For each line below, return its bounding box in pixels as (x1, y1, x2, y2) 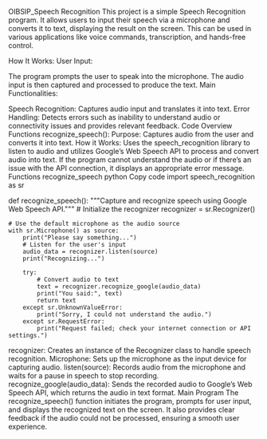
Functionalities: (8, 89, 58, 98)
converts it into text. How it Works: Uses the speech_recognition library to (8, 138, 251, 147)
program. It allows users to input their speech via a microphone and (8, 15, 230, 25)
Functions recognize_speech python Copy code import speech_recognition (8, 172, 255, 181)
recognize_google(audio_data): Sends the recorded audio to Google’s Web (8, 379, 253, 389)
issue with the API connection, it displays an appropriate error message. (8, 164, 245, 172)
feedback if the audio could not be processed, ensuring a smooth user (8, 413, 240, 422)
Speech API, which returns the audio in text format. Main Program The (8, 388, 239, 397)
